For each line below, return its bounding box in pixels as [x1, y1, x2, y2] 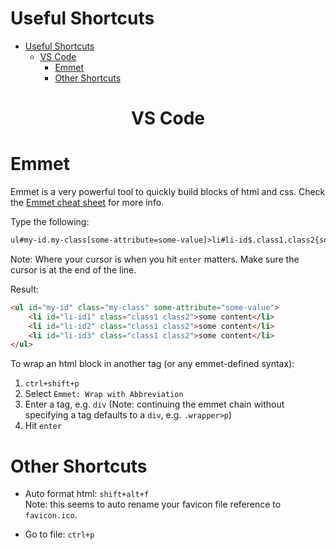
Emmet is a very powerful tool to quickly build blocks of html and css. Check [10, 186, 326, 198]
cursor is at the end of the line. [10, 263, 137, 276]
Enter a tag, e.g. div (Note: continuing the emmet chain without [24, 398, 285, 411]
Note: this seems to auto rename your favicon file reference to [24, 498, 282, 511]
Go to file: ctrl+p [24, 528, 95, 541]
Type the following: [10, 216, 90, 228]
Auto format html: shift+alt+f [24, 488, 150, 500]
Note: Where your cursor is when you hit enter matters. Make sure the [10, 253, 300, 265]
